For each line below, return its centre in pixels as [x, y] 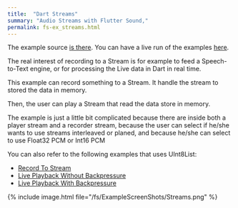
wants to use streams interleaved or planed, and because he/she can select [119, 133]
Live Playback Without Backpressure [72, 176]
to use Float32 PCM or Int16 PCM [56, 140]
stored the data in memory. [47, 90]
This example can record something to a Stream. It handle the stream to [113, 83]
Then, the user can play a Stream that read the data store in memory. [109, 104]
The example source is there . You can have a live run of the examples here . [118, 48]
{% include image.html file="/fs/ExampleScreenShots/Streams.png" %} [113, 197]
